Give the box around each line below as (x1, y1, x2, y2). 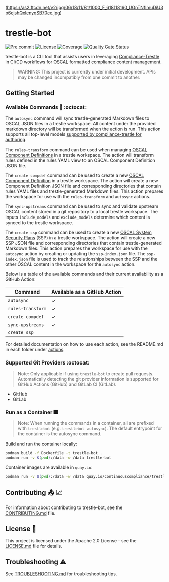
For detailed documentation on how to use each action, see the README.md (5, 341, 163, 347)
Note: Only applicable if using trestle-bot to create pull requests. (17, 370, 154, 377)
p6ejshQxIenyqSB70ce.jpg (5, 10, 60, 16)
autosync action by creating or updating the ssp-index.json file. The (5, 250, 146, 256)
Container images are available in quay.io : (5, 464, 93, 470)
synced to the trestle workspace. (5, 219, 74, 226)
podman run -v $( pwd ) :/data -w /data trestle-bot (5, 455, 112, 460)
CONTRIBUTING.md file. (5, 510, 56, 516)
